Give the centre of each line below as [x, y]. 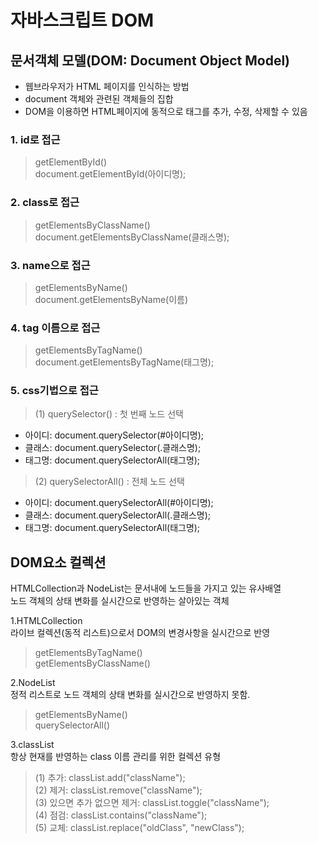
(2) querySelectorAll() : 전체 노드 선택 [109, 482]
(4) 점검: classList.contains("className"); [121, 815]
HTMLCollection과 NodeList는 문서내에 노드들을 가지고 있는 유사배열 [146, 588]
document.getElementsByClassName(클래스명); [132, 237]
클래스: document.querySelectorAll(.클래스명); [118, 515]
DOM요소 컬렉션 [58, 562]
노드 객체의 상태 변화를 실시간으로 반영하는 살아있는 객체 [120, 601]
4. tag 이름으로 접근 [55, 328]
